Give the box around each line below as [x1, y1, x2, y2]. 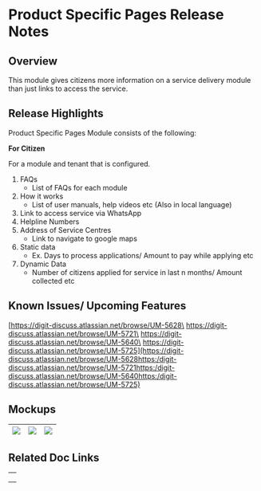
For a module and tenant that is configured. [8, 159, 151, 168]
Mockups [8, 403, 57, 416]
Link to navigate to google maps [31, 234, 138, 243]
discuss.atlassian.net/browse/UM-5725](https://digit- [8, 345, 184, 355]
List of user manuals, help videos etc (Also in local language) [31, 199, 232, 209]
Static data [19, 242, 56, 252]
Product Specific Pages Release [8, 6, 224, 24]
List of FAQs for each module [31, 183, 128, 192]
